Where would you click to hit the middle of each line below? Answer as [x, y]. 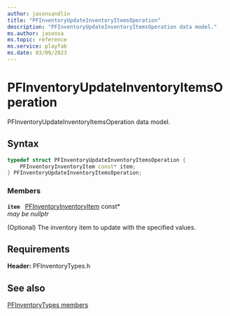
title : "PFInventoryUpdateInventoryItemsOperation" [84, 20]
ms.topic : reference [37, 40]
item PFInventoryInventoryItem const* [64, 206]
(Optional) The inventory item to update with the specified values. [102, 227]
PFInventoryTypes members [48, 305]
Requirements [38, 249]
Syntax [23, 144]
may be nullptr [28, 214]
